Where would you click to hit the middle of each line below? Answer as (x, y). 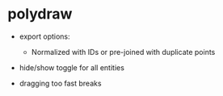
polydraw (40, 14)
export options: (44, 36)
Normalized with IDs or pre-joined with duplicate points (123, 52)
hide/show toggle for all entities (72, 67)
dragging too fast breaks (60, 83)
